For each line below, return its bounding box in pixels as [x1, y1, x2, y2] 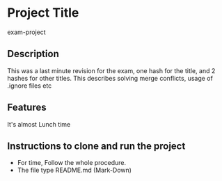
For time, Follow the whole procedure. [17, 159, 127, 167]
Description [7, 48, 59, 60]
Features [7, 102, 47, 113]
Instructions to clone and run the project [7, 140, 186, 152]
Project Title [7, 5, 79, 21]
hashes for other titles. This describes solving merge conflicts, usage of [7, 74, 214, 82]
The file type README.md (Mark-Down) [17, 166, 132, 175]
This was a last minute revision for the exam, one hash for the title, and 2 [7, 66, 216, 74]
